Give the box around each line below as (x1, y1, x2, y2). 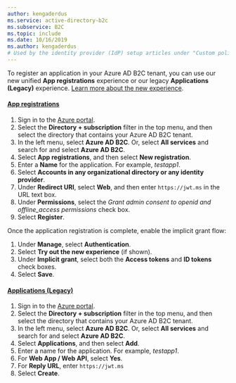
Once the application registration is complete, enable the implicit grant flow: (7, 227, 227, 235)
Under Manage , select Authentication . (17, 240, 131, 249)
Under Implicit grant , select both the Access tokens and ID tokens (17, 255, 212, 264)
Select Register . (17, 213, 65, 222)
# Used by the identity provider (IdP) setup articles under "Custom (7, 50, 216, 57)
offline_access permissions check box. (17, 206, 131, 214)
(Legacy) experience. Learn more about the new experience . (7, 84, 184, 92)
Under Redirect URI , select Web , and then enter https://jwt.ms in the (17, 183, 220, 191)
